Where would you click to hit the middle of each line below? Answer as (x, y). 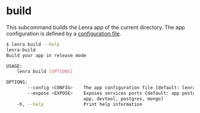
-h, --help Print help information (80, 104)
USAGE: (14, 66)
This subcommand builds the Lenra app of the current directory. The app (96, 27)
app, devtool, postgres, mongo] (123, 99)
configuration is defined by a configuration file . (64, 33)
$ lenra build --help (33, 44)
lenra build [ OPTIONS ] (45, 72)
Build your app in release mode (46, 55)
